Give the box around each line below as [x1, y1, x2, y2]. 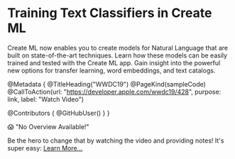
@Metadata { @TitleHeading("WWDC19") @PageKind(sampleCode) [7, 79, 206, 88]
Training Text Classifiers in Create [7, 5, 212, 21]
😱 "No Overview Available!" [7, 122, 90, 131]
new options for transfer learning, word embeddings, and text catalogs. [7, 66, 216, 75]
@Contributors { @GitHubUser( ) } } [7, 109, 110, 117]
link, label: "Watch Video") [7, 94, 84, 104]
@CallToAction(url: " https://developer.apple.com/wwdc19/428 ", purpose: [7, 87, 222, 96]
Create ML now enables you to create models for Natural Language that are [7, 43, 229, 52]
